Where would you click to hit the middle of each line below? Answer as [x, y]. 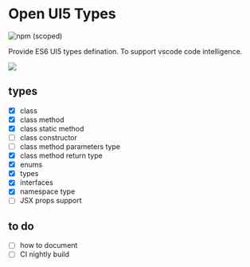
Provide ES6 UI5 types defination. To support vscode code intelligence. [125, 51]
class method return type [61, 155]
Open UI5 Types [62, 14]
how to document [49, 245]
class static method [52, 128]
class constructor [49, 137]
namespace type [47, 191]
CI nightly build [45, 254]
